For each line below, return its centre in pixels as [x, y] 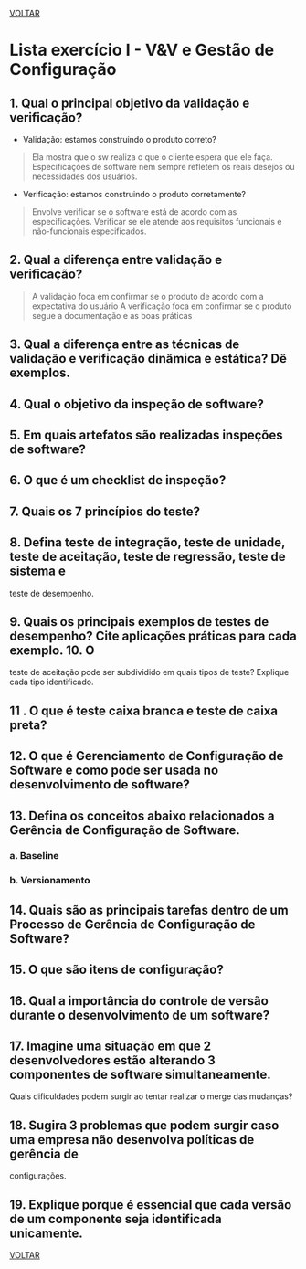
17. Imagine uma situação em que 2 [111, 1046]
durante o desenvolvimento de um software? [140, 1015]
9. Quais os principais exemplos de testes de [139, 622]
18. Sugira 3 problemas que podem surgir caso [144, 1125]
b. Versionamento [50, 881]
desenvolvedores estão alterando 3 [113, 1060]
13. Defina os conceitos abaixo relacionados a [142, 815]
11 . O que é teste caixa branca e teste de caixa [144, 710]
